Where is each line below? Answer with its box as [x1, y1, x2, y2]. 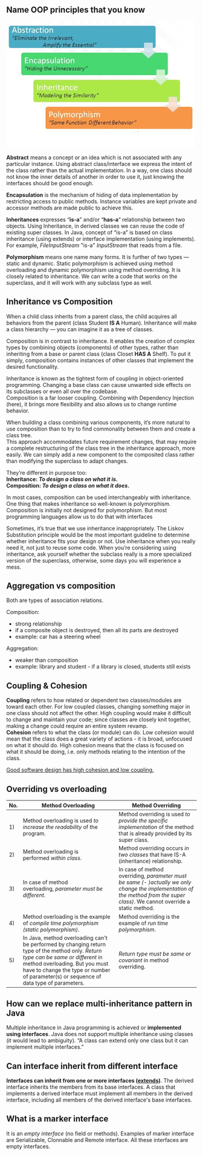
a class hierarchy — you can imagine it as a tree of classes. [6, 325, 154, 332]
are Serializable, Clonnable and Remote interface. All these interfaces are [6, 1136, 188, 1143]
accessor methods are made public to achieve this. [6, 204, 134, 211]
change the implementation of [118, 885, 194, 893]
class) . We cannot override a [118, 898, 190, 905]
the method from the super [118, 891, 185, 899]
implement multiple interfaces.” [6, 1043, 84, 1051]
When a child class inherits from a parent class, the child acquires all [6, 312, 177, 320]
